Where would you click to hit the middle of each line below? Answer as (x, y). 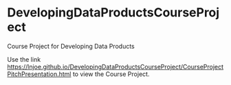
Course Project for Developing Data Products (71, 46)
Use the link (24, 59)
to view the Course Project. (111, 74)
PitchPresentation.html (39, 74)
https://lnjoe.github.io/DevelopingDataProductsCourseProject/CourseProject (115, 66)
